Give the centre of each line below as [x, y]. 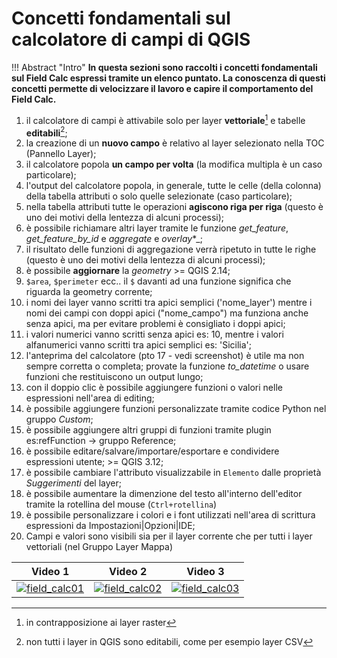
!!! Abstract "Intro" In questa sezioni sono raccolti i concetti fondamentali [164, 67]
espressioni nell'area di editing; [90, 398]
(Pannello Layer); [61, 154]
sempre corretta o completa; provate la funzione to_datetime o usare [167, 366]
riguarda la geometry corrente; [89, 292]
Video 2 [128, 572]
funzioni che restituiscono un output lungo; [114, 377]
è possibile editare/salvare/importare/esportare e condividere [152, 451]
